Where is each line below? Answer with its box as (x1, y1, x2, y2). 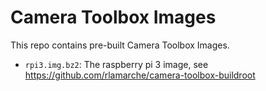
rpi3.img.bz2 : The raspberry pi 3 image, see (24, 58, 209, 70)
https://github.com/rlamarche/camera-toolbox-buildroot (24, 69, 256, 81)
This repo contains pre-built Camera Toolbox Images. (10, 39, 230, 51)
